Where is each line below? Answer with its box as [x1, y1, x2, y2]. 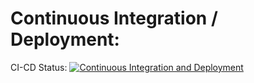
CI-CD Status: [10, 61, 68, 73]
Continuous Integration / [10, 7, 218, 30]
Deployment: [10, 28, 120, 51]
